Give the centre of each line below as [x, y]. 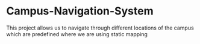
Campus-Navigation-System [80, 11]
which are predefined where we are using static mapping [77, 34]
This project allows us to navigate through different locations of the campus [100, 28]
